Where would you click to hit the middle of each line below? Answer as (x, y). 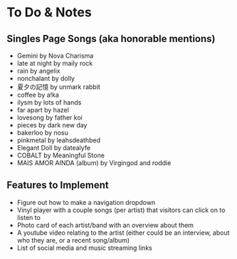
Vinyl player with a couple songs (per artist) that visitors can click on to (121, 210)
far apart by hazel (43, 110)
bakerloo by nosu (42, 133)
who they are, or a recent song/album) (73, 240)
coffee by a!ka (38, 95)
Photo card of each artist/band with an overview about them (105, 225)
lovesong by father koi (49, 117)
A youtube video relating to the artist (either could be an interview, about (123, 233)
